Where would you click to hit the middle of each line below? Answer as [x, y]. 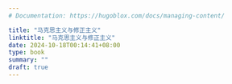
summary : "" [28, 60]
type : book [27, 53]
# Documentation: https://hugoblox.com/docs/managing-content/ [117, 16]
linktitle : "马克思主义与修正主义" [62, 38]
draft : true [28, 68]
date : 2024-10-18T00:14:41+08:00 [64, 45]
